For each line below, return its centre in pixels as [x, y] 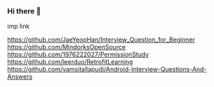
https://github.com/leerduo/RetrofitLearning [70, 62]
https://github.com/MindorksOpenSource [67, 47]
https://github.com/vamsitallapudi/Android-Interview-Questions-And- [107, 70]
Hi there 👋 [24, 11]
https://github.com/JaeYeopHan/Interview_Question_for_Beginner [101, 40]
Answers [20, 77]
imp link [18, 26]
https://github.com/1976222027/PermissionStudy [78, 54]
